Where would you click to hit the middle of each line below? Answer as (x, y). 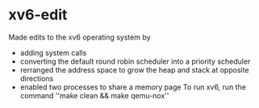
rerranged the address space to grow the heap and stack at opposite (134, 69)
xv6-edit (38, 15)
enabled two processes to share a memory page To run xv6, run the (133, 87)
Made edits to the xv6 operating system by (79, 37)
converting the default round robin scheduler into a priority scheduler (135, 61)
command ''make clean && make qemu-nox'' (94, 95)
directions (37, 78)
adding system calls (53, 52)
